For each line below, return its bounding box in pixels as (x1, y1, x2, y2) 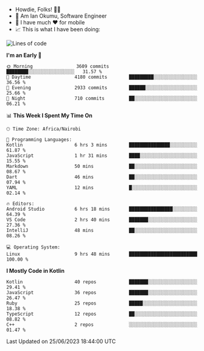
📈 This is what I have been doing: (15, 26, 100, 33)
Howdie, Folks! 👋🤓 (15, 6, 61, 13)
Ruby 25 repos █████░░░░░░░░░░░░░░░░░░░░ (6, 300, 198, 306)
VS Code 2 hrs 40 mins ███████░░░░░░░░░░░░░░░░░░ (6, 217, 198, 223)
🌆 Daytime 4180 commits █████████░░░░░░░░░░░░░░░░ (6, 74, 198, 80)
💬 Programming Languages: (6, 137, 72, 143)
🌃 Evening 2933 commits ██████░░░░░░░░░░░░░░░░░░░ (6, 85, 198, 91)
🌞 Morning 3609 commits (6, 63, 110, 70)
